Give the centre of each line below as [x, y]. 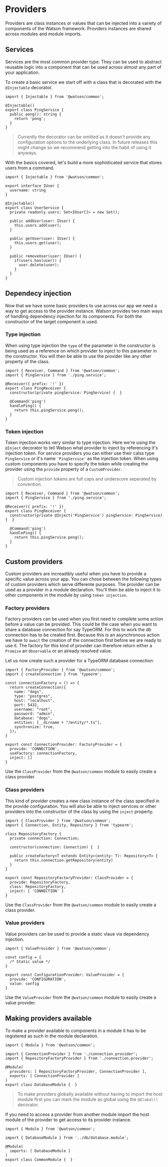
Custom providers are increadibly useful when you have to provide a [76, 573]
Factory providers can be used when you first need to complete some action [84, 619]
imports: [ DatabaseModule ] [40, 1151]
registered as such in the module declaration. [52, 1036]
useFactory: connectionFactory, [44, 753]
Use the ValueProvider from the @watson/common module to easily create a [81, 997]
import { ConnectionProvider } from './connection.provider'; [71, 1054]
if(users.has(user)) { [38, 260]
